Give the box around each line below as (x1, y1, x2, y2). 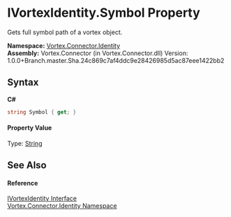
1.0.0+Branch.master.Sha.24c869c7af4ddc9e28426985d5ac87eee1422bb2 (7, 56, 225, 64)
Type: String (7, 139, 43, 147)
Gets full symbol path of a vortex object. (7, 28, 123, 36)
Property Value (7, 124, 52, 132)
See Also (7, 159, 47, 172)
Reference (7, 179, 38, 187)
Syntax (7, 77, 39, 89)
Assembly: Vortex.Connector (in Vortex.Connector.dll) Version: (7, 49, 188, 57)
